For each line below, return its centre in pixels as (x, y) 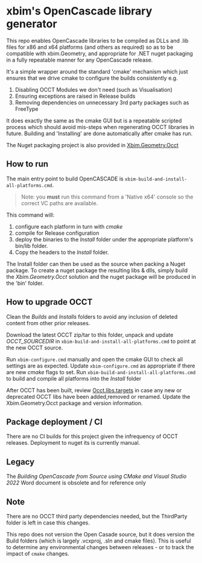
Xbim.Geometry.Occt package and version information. (74, 403)
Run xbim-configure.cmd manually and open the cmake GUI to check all (95, 359)
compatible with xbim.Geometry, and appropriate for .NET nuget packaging (99, 53)
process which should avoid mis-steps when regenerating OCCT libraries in (100, 127)
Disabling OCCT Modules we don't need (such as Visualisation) (94, 89)
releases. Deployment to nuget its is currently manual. (73, 443)
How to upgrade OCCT (49, 302)
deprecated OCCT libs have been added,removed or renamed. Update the (98, 396)
